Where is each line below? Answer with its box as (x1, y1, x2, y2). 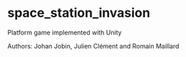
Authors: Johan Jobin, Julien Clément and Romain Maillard (7, 42, 180, 50)
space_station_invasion (7, 5, 151, 21)
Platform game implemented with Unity (7, 28, 123, 37)
